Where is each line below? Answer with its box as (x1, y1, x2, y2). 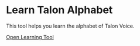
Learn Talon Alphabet (6, 3, 113, 17)
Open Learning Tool (6, 33, 54, 40)
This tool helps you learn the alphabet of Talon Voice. (6, 22, 135, 29)
